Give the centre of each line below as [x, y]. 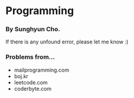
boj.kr [21, 76]
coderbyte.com [33, 89]
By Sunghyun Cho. [33, 29]
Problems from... [30, 57]
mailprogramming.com [41, 70]
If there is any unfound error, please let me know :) [67, 42]
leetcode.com [31, 82]
